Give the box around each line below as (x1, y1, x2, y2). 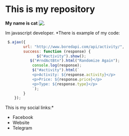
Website (12, 119, 30, 126)
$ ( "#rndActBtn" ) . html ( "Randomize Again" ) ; (30, 58, 120, 63)
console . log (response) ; (32, 63, 82, 68)
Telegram (12, 125, 33, 131)
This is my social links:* (5, 104, 54, 111)
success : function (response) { (23, 49, 91, 54)
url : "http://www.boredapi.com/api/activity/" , (23, 44, 124, 49)
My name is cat (5, 20, 38, 26)
